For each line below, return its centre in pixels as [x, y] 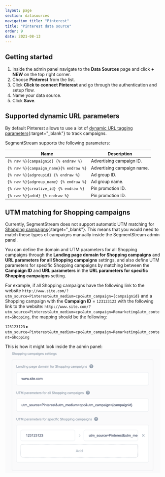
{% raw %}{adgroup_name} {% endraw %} [47, 182]
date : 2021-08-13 [23, 37]
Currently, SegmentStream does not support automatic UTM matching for [80, 224]
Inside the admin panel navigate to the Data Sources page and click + [83, 69]
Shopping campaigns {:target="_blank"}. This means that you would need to [82, 229]
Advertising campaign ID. [116, 161]
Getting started [29, 57]
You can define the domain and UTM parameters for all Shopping [71, 249]
